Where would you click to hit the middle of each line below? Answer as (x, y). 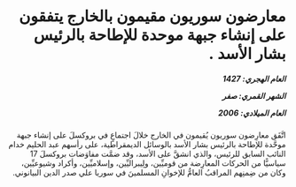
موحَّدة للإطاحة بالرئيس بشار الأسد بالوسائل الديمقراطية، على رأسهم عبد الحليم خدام (147, 145)
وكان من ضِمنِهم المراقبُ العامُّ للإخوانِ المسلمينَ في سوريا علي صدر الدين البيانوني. (149, 173)
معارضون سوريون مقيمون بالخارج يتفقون (152, 16)
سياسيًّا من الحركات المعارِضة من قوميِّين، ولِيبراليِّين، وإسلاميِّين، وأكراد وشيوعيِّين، (153, 163)
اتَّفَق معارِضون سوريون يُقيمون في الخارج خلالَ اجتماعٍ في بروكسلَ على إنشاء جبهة (151, 135)
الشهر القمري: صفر (254, 95)
